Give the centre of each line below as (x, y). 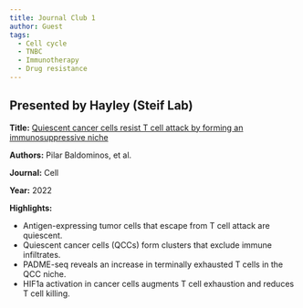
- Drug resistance (53, 69)
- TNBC (30, 52)
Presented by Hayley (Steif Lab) (101, 106)
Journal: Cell (34, 172)
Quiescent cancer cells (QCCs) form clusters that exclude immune (147, 245)
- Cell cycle (42, 43)
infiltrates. (42, 254)
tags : (20, 35)
